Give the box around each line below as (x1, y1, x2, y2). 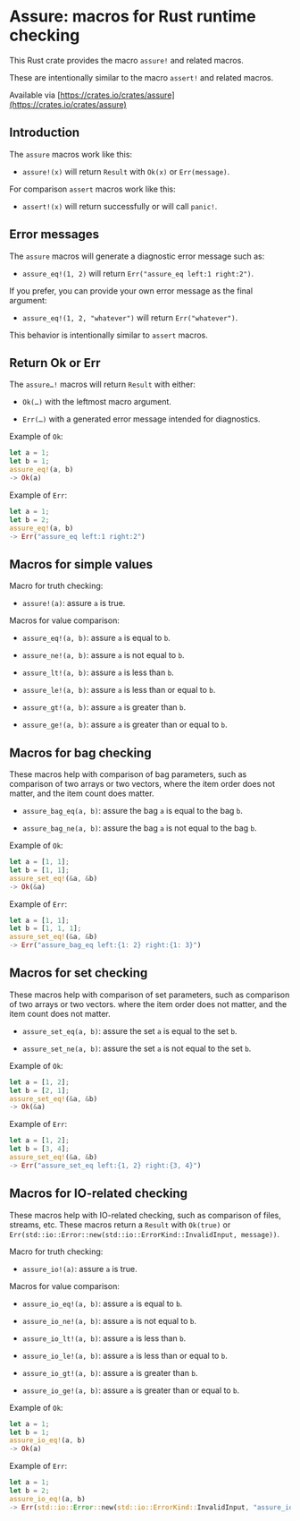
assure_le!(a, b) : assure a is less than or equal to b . (21, 685, 216, 696)
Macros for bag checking (9, 745, 152, 760)
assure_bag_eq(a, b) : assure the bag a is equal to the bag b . (21, 806, 243, 816)
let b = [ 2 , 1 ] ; (9, 1086, 70, 1095)
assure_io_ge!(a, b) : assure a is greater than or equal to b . (21, 1385, 240, 1396)
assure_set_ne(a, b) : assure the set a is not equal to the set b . (21, 1043, 252, 1054)
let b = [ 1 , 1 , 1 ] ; (9, 924, 82, 933)
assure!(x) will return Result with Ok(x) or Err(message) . (21, 166, 230, 176)
